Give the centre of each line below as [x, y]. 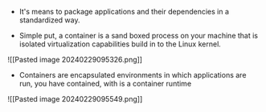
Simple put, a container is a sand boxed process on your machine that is [139, 36]
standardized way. [49, 20]
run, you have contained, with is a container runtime [105, 84]
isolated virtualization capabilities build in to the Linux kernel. [120, 44]
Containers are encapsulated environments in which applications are [133, 75]
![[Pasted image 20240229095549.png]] [75, 99]
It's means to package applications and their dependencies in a [124, 12]
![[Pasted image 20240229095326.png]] [75, 60]
